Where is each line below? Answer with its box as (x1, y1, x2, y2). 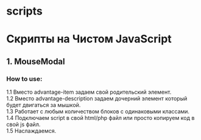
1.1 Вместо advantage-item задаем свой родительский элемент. (6, 88, 172, 96)
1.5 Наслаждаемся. (6, 127, 57, 135)
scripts (6, 4, 43, 18)
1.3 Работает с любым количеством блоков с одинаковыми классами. (6, 108, 190, 115)
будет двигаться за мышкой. (6, 102, 81, 109)
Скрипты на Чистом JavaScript (6, 32, 172, 46)
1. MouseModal (6, 56, 65, 66)
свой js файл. (6, 121, 41, 128)
